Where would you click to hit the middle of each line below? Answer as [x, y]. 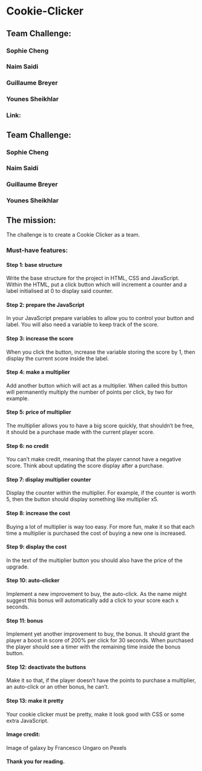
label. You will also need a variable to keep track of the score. [83, 325]
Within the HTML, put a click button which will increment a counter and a [96, 284]
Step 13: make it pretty [35, 701]
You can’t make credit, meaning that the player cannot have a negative [94, 459]
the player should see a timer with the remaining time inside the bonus [93, 647]
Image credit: [23, 734]
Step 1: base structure [34, 264]
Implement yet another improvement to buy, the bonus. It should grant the [98, 634]
